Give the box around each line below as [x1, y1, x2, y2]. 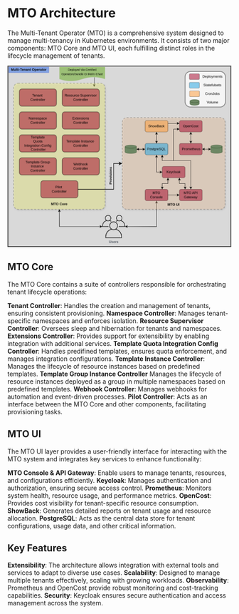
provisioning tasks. [7, 407, 63, 416]
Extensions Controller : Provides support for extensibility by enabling [7, 332, 210, 340]
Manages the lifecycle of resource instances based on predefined [7, 362, 201, 370]
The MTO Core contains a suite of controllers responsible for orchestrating [7, 280, 226, 288]
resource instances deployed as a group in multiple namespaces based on [7, 377, 225, 386]
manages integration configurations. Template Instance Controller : [7, 354, 205, 363]
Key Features [7, 542, 68, 554]
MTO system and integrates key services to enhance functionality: [7, 454, 202, 463]
